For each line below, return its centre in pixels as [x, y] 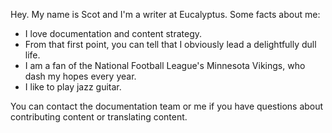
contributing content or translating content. [99, 117]
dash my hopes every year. [80, 76]
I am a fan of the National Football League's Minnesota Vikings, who [165, 65]
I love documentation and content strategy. [113, 33]
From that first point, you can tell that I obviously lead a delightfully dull [170, 44]
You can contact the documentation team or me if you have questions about [167, 106]
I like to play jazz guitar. [73, 87]
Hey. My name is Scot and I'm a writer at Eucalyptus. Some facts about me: [165, 14]
